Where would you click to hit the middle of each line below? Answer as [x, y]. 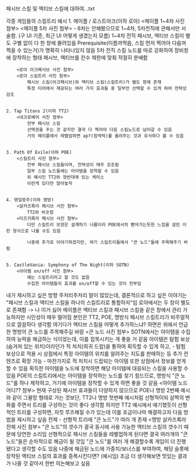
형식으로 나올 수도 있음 [37, 231]
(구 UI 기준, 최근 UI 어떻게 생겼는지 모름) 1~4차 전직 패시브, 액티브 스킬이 [101, 36]
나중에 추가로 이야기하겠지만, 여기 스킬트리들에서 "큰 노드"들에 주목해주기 [104, 242]
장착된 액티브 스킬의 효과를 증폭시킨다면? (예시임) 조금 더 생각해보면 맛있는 [91, 456]
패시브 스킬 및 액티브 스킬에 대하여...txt [51, 8]
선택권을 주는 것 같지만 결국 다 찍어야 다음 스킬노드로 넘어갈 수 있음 [100, 130]
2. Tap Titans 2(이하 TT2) [38, 111]
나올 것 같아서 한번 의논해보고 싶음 [51, 463]
